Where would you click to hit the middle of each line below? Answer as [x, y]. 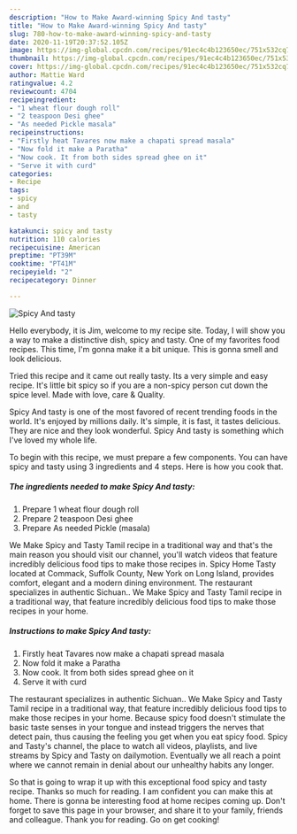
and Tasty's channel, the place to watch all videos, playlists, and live [133, 745]
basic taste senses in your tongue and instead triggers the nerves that [137, 727]
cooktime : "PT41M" [43, 264]
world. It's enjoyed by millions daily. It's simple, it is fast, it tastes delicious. [145, 421]
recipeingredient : [43, 100]
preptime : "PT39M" [43, 256]
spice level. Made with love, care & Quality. [87, 394]
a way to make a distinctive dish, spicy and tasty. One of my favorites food [145, 340]
